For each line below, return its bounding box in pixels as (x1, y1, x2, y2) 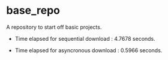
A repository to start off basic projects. (6, 23, 102, 31)
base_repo (6, 4, 61, 17)
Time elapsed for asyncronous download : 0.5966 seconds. (14, 46, 163, 54)
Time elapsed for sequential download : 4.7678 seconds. (14, 35, 156, 42)
